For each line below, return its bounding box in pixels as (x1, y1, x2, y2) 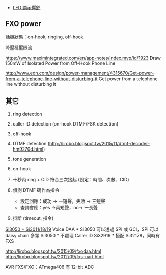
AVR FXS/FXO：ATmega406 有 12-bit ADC (5, 264, 94, 270)
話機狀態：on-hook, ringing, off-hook (5, 34, 84, 40)
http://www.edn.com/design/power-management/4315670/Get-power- (5, 70, 154, 76)
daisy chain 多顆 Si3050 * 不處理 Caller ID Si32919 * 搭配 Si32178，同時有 (5, 232, 160, 238)
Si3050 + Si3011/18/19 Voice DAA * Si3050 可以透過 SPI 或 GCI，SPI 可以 (5, 226, 159, 232)
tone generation (12, 156, 46, 162)
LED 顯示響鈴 (12, 5, 41, 10)
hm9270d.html (12, 146, 44, 152)
